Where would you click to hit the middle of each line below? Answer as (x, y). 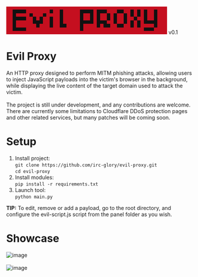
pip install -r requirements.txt (57, 184)
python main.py (34, 197)
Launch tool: (30, 190)
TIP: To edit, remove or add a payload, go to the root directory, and (89, 208)
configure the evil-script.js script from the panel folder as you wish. (89, 214)
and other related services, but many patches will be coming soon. (88, 117)
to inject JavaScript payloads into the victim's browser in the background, (97, 79)
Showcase (33, 238)
